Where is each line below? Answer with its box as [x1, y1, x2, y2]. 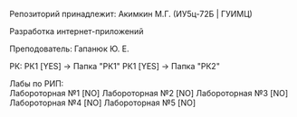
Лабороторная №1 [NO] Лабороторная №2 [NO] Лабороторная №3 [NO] [9, 88, 289, 98]
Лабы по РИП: [9, 78, 64, 89]
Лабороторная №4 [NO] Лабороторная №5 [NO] [9, 97, 196, 108]
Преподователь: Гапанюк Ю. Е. [9, 43, 129, 54]
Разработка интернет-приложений [9, 26, 144, 36]
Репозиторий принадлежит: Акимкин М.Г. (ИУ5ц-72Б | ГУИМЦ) [9, 9, 254, 19]
